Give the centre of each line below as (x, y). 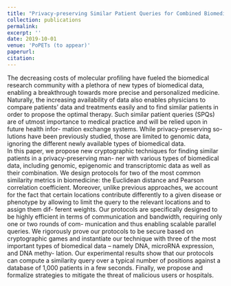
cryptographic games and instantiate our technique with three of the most (112, 239)
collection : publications (44, 20)
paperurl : (21, 52)
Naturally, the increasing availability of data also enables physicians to (107, 100)
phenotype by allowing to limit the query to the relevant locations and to (109, 202)
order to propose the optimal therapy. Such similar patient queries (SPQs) (111, 114)
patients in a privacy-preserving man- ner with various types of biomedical (113, 158)
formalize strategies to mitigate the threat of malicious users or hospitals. (111, 275)
